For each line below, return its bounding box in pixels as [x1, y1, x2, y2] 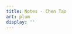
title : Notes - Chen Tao [6, 8, 67, 14]
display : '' [6, 19, 35, 25]
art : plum [6, 14, 30, 20]
